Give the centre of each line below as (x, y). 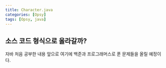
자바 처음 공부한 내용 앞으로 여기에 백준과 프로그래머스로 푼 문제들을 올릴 (76, 54)
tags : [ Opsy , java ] (26, 19)
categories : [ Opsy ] (26, 15)
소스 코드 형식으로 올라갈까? (46, 41)
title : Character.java (29, 10)
